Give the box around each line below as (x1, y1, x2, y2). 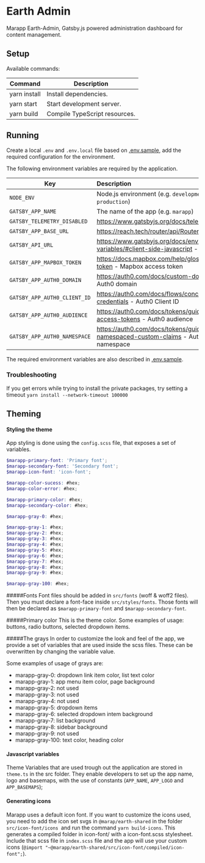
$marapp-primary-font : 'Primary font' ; (6, 458, 108, 464)
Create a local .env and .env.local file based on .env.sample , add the (6, 146, 182, 154)
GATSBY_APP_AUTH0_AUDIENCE (9, 311, 88, 319)
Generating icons (6, 798, 51, 804)
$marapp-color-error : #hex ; (6, 485, 78, 492)
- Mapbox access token (113, 262, 183, 270)
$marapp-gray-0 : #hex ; (6, 513, 64, 519)
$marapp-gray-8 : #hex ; (6, 564, 64, 570)
